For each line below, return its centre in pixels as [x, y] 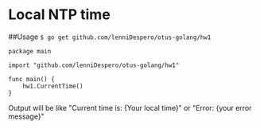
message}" [27, 116]
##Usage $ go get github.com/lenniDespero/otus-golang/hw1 [110, 37]
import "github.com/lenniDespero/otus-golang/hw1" [94, 65]
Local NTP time [60, 15]
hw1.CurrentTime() [53, 86]
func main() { [32, 79]
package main [30, 51]
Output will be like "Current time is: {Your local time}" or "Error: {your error [130, 107]
